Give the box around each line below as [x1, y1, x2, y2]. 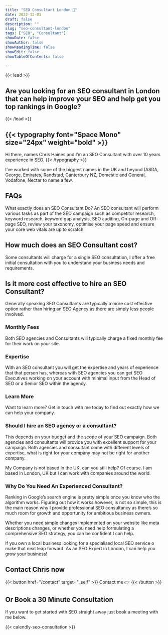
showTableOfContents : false [5, 54, 64, 59]
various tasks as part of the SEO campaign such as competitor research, [5, 210, 155, 216]
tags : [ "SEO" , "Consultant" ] [5, 31, 66, 36]
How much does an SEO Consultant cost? [5, 241, 138, 249]
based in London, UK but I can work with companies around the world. [5, 470, 151, 476]
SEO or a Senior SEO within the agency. [5, 380, 87, 387]
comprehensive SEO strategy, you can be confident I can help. [5, 530, 134, 536]
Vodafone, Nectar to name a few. [5, 177, 73, 183]
